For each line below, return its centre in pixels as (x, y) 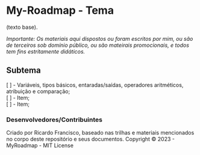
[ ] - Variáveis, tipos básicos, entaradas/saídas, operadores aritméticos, (95, 85)
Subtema (23, 71)
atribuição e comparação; (38, 91)
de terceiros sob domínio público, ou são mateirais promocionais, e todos (98, 45)
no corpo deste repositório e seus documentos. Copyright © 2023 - (91, 139)
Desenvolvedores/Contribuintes (54, 120)
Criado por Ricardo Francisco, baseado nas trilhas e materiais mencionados (100, 133)
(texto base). (22, 27)
